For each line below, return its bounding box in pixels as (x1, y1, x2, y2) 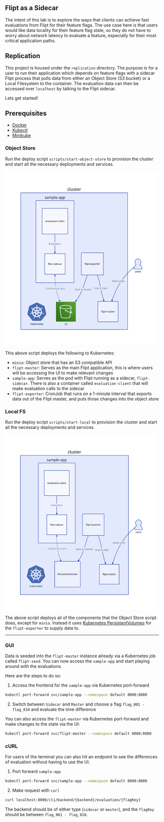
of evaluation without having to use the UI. (5, 759, 90, 765)
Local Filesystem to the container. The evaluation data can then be (5, 80, 139, 86)
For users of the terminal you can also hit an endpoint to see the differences (5, 754, 158, 760)
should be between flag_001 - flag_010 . (5, 811, 88, 817)
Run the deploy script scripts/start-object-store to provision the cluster (5, 156, 154, 162)
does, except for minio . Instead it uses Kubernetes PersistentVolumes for (5, 620, 152, 625)
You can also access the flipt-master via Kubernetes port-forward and (5, 716, 149, 722)
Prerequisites (5, 110, 47, 118)
